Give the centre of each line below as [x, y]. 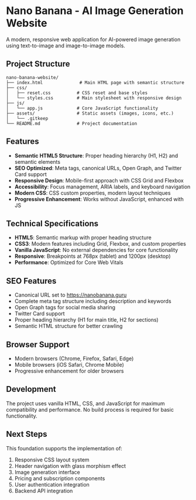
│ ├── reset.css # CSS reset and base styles [77, 93]
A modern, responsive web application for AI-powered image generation [93, 39]
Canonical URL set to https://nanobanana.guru [71, 295]
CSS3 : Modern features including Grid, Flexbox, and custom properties [100, 244]
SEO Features [31, 281]
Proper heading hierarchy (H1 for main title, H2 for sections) [87, 320]
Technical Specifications [52, 223]
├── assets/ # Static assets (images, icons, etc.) [90, 113]
